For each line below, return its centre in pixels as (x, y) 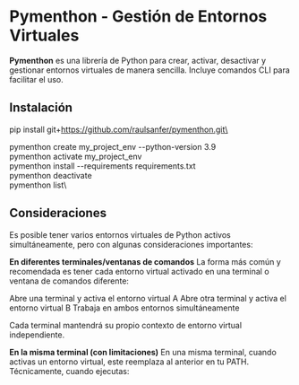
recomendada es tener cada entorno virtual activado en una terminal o (140, 271)
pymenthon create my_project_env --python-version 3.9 (113, 146)
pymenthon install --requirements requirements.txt (103, 166)
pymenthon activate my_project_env (76, 156)
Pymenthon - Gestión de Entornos (138, 17)
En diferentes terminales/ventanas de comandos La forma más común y (145, 261)
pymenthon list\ (38, 185)
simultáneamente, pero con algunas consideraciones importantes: (131, 244)
